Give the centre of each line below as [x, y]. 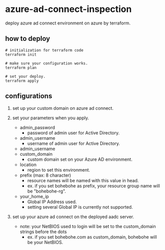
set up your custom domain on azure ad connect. [63, 108]
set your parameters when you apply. [51, 118]
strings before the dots [43, 232]
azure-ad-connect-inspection [69, 9]
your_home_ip [34, 196]
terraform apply [22, 81]
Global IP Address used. [52, 202]
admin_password [37, 127]
